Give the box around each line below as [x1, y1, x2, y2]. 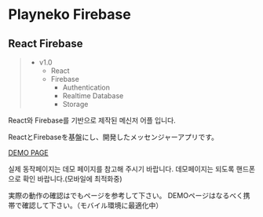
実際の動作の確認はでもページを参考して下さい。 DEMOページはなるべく [8, 191, 243, 200]
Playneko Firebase [8, 6, 131, 24]
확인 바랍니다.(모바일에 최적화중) [22, 175, 123, 183]
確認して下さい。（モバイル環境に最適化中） [21, 200, 163, 210]
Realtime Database [62, 91, 124, 100]
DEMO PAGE [8, 148, 49, 157]
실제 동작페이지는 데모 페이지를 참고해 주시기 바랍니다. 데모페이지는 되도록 [8, 164, 235, 174]
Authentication [62, 83, 111, 92]
